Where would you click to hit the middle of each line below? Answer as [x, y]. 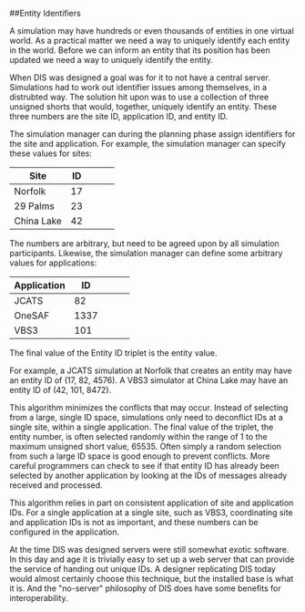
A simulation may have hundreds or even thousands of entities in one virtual [152, 31]
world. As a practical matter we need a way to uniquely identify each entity [150, 41]
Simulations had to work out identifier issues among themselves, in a [138, 87]
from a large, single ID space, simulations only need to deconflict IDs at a [147, 417]
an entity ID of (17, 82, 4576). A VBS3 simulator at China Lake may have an [149, 380]
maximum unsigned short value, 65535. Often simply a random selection [146, 446]
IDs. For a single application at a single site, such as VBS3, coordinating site [151, 513]
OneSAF [32, 316]
